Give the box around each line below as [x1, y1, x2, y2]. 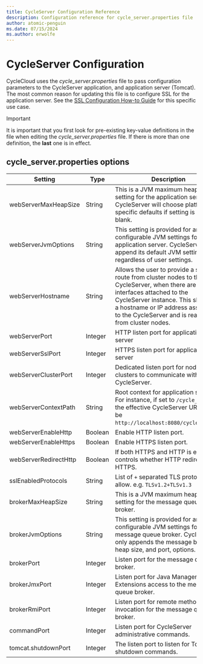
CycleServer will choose [114, 200, 184, 209]
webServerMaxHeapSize [9, 200, 80, 209]
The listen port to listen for [114, 640, 190, 648]
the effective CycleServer [114, 403, 187, 412]
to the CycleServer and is [114, 311, 187, 319]
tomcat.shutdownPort [9, 643, 71, 652]
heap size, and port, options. [114, 545, 196, 554]
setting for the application [114, 192, 188, 201]
